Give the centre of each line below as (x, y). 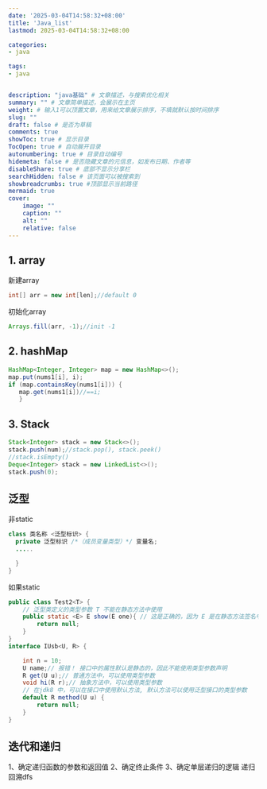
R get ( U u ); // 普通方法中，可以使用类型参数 (89, 675)
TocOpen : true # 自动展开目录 (54, 147)
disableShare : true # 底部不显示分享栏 (70, 169)
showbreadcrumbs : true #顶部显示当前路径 (73, 184)
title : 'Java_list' (41, 23)
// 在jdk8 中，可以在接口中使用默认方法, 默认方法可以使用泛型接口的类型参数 (135, 690)
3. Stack (29, 424)
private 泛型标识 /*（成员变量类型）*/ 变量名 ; (87, 542)
